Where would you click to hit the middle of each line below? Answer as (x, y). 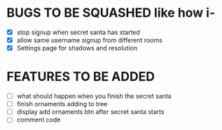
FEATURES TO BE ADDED (81, 77)
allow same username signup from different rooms (89, 40)
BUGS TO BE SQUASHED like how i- (111, 13)
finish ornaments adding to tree (62, 104)
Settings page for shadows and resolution (77, 48)
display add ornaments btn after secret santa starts (91, 112)
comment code (39, 120)
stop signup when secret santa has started (78, 32)
